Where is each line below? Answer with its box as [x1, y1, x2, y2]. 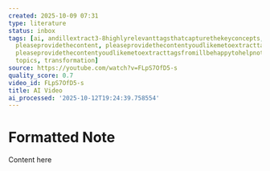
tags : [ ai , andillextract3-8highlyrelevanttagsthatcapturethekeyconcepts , [8, 34, 264, 43]
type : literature [8, 19, 67, 27]
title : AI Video [8, 86, 63, 95]
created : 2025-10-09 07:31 [8, 11, 99, 20]
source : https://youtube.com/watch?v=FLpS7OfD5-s [8, 64, 178, 72]
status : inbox [8, 26, 56, 35]
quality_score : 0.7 [8, 71, 74, 79]
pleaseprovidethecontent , [15, 42, 103, 50]
